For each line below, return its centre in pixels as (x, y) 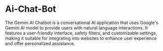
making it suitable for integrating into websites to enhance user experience (81, 38)
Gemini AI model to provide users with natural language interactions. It (76, 27)
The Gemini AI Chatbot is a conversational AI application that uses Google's (82, 23)
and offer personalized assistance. (40, 43)
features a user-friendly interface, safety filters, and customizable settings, (81, 33)
